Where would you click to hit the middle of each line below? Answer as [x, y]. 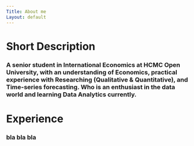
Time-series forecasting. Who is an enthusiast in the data [91, 87]
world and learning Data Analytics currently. [71, 94]
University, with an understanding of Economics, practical [92, 72]
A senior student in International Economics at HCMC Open [93, 64]
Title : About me [26, 12]
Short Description [51, 46]
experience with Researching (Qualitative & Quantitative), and [97, 79]
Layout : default [26, 17]
